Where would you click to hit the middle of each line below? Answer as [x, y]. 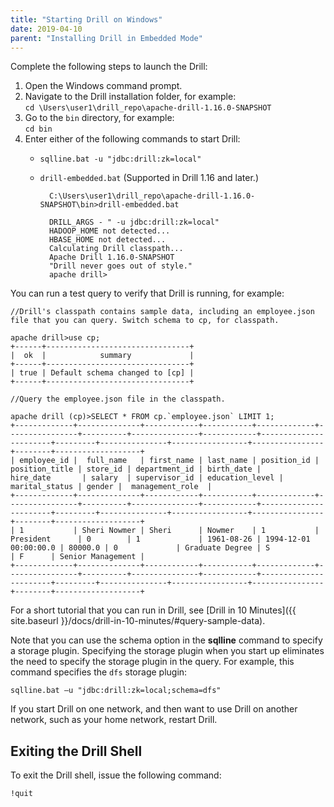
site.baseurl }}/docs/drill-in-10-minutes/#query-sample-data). [138, 621]
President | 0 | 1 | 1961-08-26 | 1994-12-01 [160, 539]
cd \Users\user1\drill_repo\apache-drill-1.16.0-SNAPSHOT [148, 108]
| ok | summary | [102, 356]
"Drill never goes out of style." [120, 266]
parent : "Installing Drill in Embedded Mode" [106, 38]
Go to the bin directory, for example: [99, 118]
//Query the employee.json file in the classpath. [118, 399]
